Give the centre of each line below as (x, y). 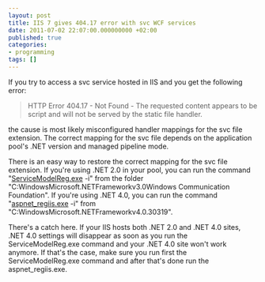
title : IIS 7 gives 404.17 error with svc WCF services (102, 23)
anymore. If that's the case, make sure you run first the (98, 252)
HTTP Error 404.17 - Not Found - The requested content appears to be (142, 105)
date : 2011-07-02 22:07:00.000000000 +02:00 (83, 30)
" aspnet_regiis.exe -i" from (52, 203)
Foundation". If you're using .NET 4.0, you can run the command (113, 195)
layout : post (30, 15)
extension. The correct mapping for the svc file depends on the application (130, 137)
